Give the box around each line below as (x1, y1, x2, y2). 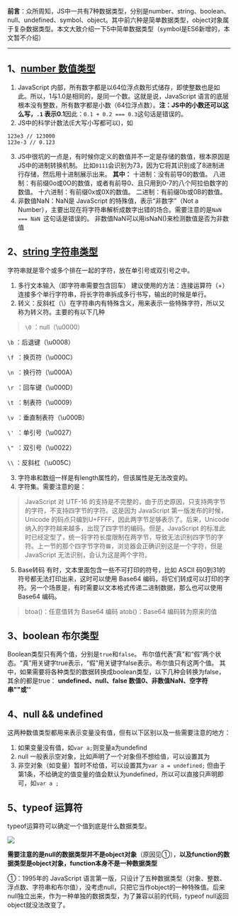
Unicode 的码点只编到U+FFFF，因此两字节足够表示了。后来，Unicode (24, 515, 229, 523)
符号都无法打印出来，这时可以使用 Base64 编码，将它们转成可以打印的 (17, 574, 224, 583)
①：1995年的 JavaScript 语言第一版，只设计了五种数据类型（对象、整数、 (7, 874, 226, 883)
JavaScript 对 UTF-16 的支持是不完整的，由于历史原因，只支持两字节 (24, 497, 226, 506)
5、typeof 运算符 (7, 801, 83, 814)
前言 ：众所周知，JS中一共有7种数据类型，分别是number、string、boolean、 (7, 7, 230, 15)
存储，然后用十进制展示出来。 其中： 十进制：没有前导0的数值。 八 (23, 169, 220, 178)
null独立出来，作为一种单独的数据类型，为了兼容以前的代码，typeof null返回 (7, 892, 229, 900)
